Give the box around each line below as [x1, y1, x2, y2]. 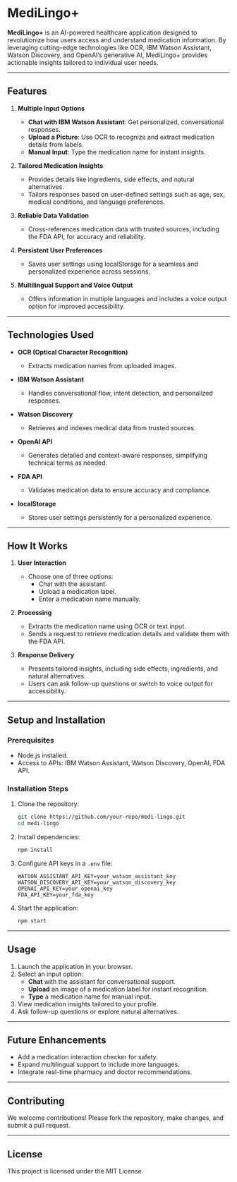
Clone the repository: [17, 800, 80, 808]
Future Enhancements [7, 1035, 107, 1047]
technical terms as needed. [28, 458, 108, 467]
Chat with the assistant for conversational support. [28, 977, 176, 985]
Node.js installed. [17, 751, 68, 760]
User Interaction [17, 559, 67, 567]
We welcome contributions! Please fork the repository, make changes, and [7, 1114, 224, 1122]
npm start [17, 917, 47, 925]
